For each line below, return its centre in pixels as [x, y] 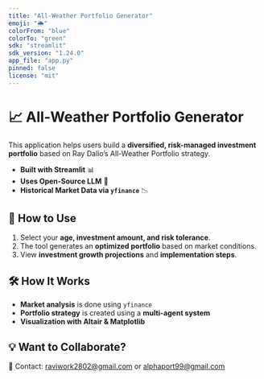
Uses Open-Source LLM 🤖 [64, 181]
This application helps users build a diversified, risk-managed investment [132, 145]
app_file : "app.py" [41, 61]
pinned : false [32, 68]
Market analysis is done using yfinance [86, 305]
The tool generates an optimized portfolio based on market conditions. [138, 246]
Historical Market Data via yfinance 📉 [84, 190]
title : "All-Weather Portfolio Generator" [80, 16]
